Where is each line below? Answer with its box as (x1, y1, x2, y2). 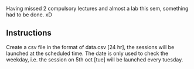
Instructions (6, 28, 52, 38)
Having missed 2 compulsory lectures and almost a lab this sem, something (6, 5, 189, 12)
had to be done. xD (6, 11, 53, 18)
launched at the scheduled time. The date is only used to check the (6, 50, 169, 57)
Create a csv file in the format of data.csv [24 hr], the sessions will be (6, 43, 175, 50)
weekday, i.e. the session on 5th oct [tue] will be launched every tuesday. (6, 56, 183, 63)
